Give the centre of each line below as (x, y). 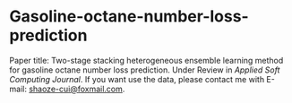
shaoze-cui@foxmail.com (76, 89)
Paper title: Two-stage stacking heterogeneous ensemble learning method (146, 60)
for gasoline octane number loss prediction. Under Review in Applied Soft (145, 70)
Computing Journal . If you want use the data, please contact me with (137, 79)
